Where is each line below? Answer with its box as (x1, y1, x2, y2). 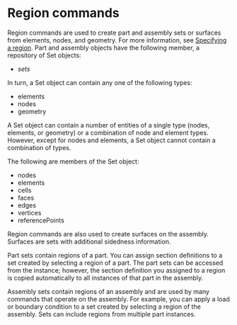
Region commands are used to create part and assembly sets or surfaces (7, 28, 221, 37)
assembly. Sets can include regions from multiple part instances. (7, 309, 196, 318)
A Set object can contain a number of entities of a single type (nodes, (7, 120, 210, 129)
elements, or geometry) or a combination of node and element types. (7, 128, 209, 137)
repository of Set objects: (7, 51, 81, 59)
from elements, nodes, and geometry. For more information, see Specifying (7, 35, 227, 44)
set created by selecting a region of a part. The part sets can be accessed (7, 258, 224, 267)
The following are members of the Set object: (7, 157, 139, 166)
